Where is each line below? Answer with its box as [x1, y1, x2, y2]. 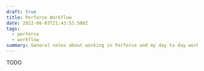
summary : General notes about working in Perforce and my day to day [6, 43, 186, 49]
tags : [6, 25, 20, 32]
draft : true [6, 8, 36, 15]
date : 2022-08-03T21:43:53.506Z [6, 20, 88, 26]
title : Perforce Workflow [6, 14, 72, 20]
